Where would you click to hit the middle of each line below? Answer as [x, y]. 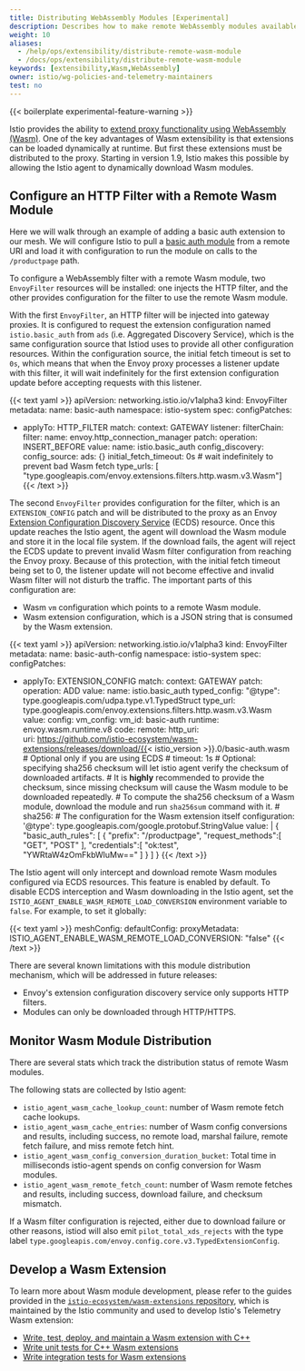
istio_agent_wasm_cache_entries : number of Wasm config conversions [155, 1127]
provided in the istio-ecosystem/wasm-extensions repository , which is [139, 1301]
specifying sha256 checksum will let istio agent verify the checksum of [155, 768]
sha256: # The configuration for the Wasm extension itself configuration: [158, 816]
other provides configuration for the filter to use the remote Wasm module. [149, 298]
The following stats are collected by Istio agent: [98, 1090]
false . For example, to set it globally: [78, 911]
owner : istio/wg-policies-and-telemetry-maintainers [111, 77]
